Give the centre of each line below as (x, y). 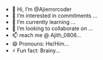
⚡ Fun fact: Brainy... (36, 50)
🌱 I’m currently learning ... (44, 22)
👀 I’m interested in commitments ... (54, 16)
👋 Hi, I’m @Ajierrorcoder (42, 9)
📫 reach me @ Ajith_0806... (46, 35)
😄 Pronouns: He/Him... (40, 44)
